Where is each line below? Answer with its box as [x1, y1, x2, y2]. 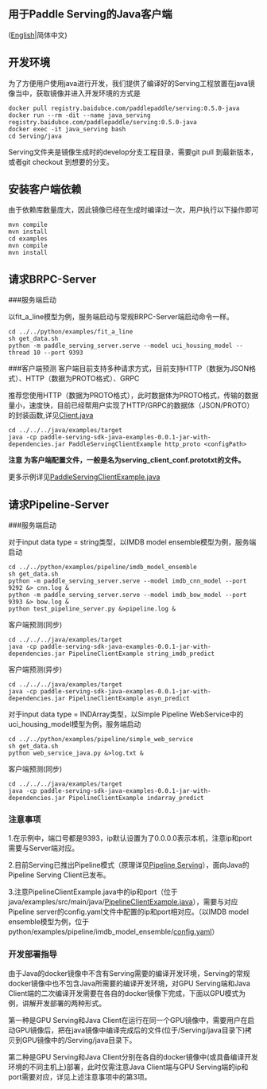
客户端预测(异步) [8, 665, 63, 674]
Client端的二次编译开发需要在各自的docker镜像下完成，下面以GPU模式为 [8, 988, 246, 997]
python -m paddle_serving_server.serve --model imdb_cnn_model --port [8, 577, 247, 585]
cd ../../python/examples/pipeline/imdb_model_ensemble [8, 564, 197, 572]
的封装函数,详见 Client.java [8, 411, 94, 420]
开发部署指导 [8, 949, 58, 960]
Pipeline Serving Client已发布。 [8, 870, 110, 880]
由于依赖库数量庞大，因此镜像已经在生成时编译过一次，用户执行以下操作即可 [8, 205, 259, 215]
